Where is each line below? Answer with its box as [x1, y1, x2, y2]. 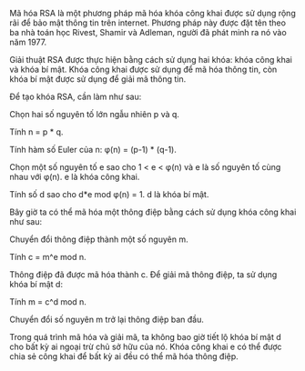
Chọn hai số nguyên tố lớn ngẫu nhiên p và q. [9, 109, 180, 119]
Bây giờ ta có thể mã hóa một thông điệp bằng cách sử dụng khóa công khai [9, 206, 297, 217]
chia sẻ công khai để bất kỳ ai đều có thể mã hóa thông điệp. [9, 351, 239, 362]
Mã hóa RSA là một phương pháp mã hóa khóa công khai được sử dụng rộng [9, 8, 296, 18]
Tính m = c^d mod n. [9, 296, 86, 307]
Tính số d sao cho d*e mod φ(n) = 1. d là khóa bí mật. [9, 189, 209, 199]
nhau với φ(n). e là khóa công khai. [9, 172, 140, 182]
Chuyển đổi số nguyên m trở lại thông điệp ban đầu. [9, 314, 205, 325]
